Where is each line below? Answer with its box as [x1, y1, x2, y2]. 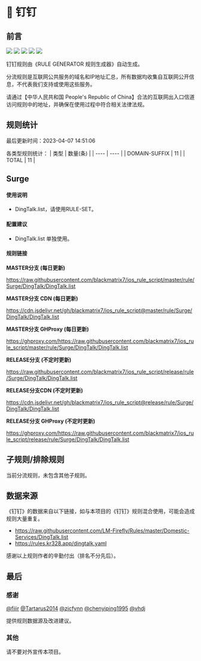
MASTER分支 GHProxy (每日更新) [6, 325, 89, 333]
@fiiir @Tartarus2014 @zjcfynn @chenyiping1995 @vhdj [6, 605, 145, 612]
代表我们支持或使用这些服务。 [22, 81, 96, 87]
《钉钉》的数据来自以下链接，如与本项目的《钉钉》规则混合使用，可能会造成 [6, 508, 195, 515]
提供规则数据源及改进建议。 [6, 617, 75, 625]
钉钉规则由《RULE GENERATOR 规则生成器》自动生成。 [6, 60, 144, 68]
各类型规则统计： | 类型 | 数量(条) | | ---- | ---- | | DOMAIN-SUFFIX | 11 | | [6, 150, 185, 157]
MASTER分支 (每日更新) [6, 264, 66, 271]
